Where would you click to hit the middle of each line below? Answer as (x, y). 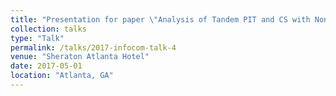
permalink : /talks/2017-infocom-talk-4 (93, 47)
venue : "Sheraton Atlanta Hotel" (80, 57)
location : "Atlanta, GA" (62, 76)
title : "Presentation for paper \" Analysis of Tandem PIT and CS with (160, 19)
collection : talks (48, 29)
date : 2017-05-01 (46, 66)
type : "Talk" (37, 38)
